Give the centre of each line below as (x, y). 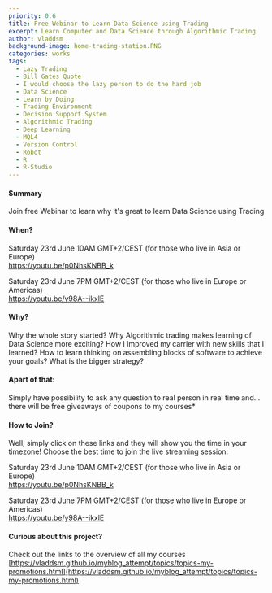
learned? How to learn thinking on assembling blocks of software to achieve (135, 352)
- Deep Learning (43, 129)
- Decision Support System (61, 115)
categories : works (39, 54)
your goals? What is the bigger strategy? (76, 361)
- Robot (29, 152)
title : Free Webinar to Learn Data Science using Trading (108, 24)
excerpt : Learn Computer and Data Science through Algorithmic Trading (132, 31)
